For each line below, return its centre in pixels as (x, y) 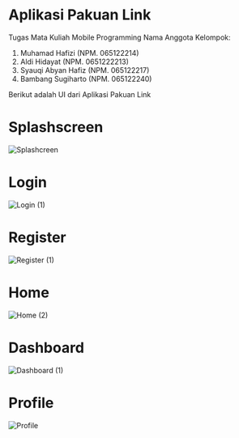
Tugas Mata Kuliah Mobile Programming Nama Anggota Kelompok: (119, 37)
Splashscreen (56, 128)
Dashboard (47, 348)
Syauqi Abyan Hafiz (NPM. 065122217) (85, 70)
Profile (31, 403)
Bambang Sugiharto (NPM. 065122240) (86, 79)
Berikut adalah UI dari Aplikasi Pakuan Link (80, 94)
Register (37, 237)
